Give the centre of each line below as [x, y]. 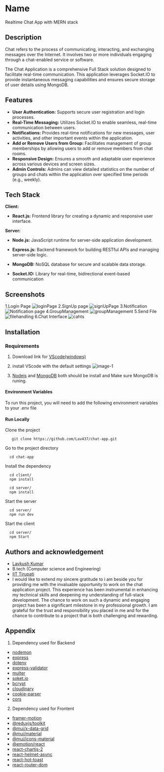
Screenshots [25, 294]
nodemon [22, 652]
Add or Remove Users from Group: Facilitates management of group [82, 143]
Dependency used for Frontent [43, 708]
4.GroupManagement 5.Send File [101, 312]
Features [19, 100]
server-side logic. [30, 255]
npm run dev [22, 515]
